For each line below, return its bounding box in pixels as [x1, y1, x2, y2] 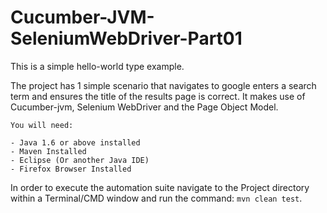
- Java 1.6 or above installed [10, 137, 141, 148]
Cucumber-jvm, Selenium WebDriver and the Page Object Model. [10, 101, 279, 113]
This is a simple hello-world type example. [10, 60, 185, 72]
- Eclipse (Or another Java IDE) [10, 155, 150, 165]
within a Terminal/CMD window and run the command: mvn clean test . [10, 192, 303, 204]
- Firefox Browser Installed [10, 164, 132, 174]
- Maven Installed [10, 146, 87, 156]
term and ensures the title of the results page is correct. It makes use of [10, 90, 306, 102]
